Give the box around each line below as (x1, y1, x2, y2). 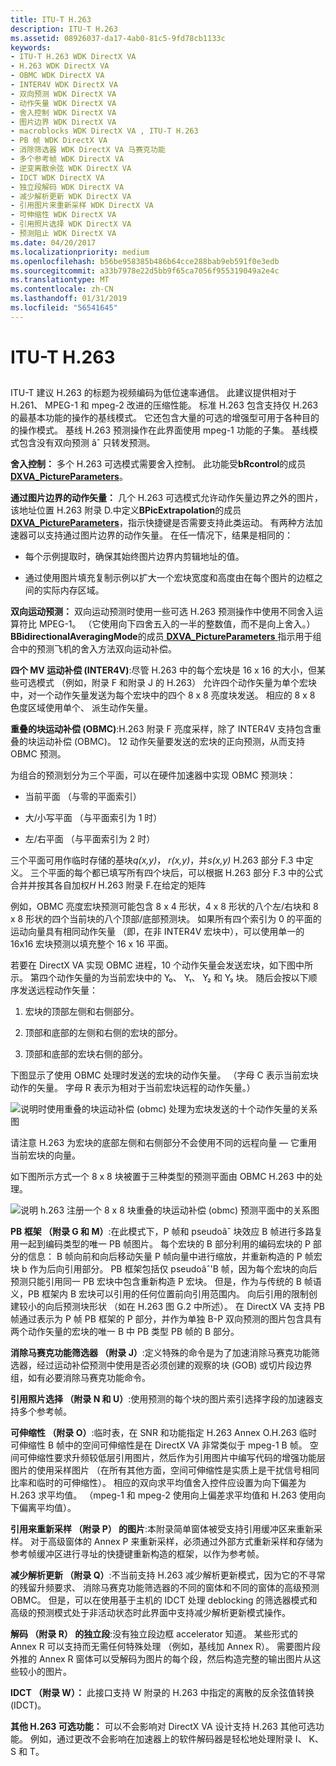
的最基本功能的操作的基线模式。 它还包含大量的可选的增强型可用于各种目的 (10, 412, 320, 424)
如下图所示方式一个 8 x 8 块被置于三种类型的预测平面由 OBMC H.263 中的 (10, 1171, 315, 1183)
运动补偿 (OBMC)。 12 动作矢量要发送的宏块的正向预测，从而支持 (36, 736, 305, 748)
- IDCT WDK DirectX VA (10, 172, 105, 183)
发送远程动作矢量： (18, 984, 98, 996)
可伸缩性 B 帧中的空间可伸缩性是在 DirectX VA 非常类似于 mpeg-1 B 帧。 (10, 1439, 308, 1451)
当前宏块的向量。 (10, 1149, 81, 1161)
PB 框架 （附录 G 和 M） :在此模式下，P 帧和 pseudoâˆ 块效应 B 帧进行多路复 (10, 1226, 323, 1238)
